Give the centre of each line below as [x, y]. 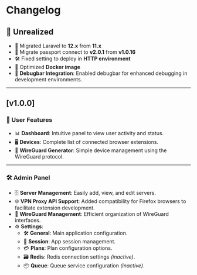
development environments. [48, 79]
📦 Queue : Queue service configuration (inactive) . [84, 265]
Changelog [33, 10]
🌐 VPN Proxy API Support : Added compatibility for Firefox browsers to [100, 201]
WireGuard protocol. [39, 156]
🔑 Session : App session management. [69, 241]
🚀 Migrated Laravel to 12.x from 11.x [58, 46]
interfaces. [28, 220]
